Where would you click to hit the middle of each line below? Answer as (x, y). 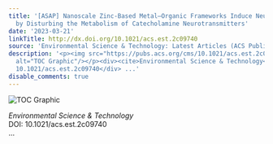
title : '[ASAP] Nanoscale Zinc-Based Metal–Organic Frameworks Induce (130, 16)
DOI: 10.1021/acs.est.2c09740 (58, 124)
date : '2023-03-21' (41, 31)
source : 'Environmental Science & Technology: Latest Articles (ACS (127, 46)
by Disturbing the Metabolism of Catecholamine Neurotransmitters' (132, 24)
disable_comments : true (49, 76)
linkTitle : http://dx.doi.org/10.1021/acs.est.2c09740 (103, 39)
